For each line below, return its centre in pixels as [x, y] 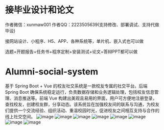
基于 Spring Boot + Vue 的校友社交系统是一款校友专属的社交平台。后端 [76, 86]
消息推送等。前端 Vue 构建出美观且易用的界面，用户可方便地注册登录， [85, 98]
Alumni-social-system [52, 72]
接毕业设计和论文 [40, 10]
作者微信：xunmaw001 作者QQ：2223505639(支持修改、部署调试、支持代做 [82, 25]
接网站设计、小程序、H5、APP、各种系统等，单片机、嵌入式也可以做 [74, 41]
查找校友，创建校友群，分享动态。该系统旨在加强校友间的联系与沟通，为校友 [82, 104]
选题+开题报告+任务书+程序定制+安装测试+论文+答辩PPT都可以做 [71, 52]
